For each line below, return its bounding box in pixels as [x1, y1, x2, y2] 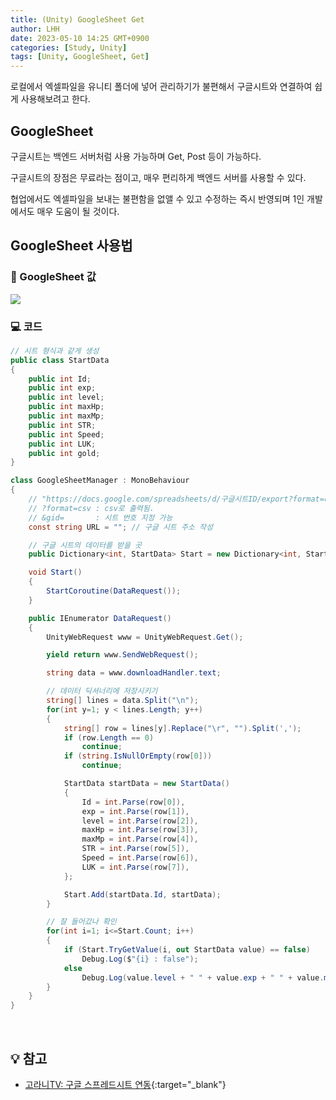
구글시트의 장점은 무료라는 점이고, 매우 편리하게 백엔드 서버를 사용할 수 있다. [10, 171, 307, 183]
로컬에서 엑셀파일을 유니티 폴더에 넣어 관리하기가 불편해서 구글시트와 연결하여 [10, 81, 313, 93]
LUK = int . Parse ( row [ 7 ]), [81, 862, 190, 872]
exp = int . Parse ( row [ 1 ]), [81, 806, 190, 816]
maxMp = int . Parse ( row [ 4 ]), [81, 834, 199, 845]
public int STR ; [28, 420, 97, 430]
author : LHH [10, 24, 60, 34]
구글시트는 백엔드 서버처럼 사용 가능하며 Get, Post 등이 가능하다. [10, 150, 262, 162]
